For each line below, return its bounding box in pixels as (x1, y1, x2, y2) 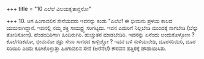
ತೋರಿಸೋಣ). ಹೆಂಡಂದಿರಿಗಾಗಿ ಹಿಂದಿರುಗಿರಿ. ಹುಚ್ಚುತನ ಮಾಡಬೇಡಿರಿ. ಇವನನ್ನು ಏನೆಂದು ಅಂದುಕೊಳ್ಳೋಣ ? (6, 31, 195, 38)
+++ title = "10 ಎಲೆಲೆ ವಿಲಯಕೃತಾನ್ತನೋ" (6, 5, 92, 12)
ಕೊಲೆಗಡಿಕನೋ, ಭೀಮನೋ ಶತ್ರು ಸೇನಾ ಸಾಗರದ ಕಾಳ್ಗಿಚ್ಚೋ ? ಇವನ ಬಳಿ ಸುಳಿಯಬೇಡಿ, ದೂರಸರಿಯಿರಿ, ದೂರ (6, 38, 196, 45)
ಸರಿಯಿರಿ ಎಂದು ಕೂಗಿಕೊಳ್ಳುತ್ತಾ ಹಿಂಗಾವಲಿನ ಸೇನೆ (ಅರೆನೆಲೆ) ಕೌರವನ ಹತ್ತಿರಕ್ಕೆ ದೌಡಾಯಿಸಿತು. (6, 45, 167, 52)
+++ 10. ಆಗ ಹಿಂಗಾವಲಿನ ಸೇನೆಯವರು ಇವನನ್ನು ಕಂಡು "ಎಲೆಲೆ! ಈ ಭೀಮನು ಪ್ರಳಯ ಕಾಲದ (6, 18, 173, 24)
